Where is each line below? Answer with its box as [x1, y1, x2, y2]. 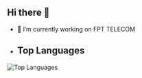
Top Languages [16, 45, 85, 57]
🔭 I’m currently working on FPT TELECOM [16, 25, 136, 33]
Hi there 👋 [7, 7, 50, 18]
